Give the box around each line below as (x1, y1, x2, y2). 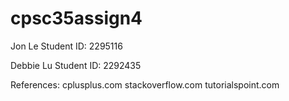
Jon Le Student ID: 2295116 (10, 40, 123, 52)
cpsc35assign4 (10, 7, 143, 30)
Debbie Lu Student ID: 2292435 (10, 59, 142, 71)
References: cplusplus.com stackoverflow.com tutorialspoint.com (10, 78, 280, 91)
